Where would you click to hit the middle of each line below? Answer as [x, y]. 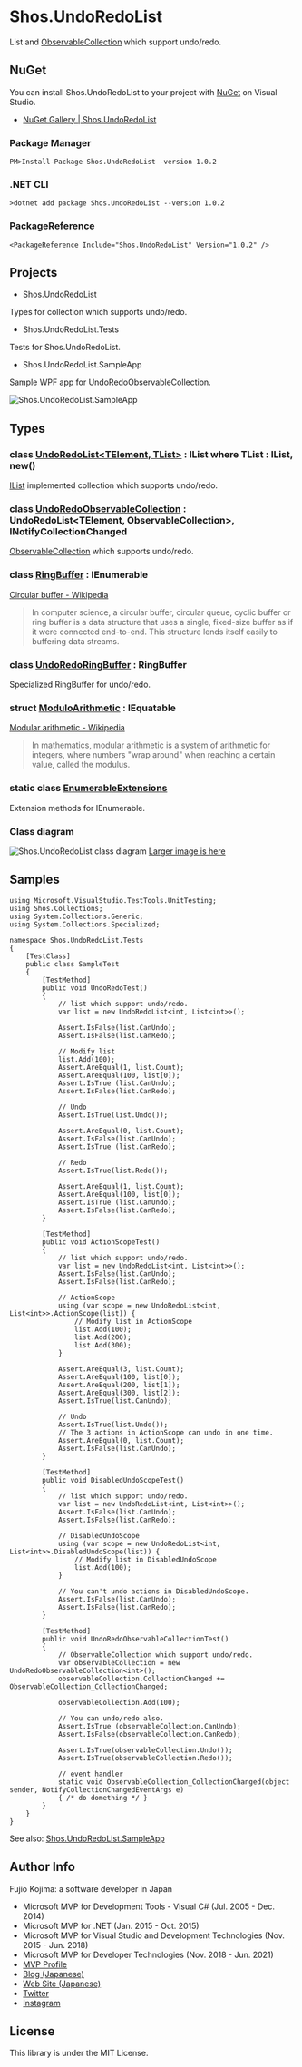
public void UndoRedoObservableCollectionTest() [136, 1639]
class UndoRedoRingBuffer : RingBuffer [98, 664]
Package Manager [50, 142]
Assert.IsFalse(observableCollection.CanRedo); [150, 1734]
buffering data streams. [75, 641]
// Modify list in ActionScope [133, 1321]
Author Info [42, 1867]
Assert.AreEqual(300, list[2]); [119, 1393]
